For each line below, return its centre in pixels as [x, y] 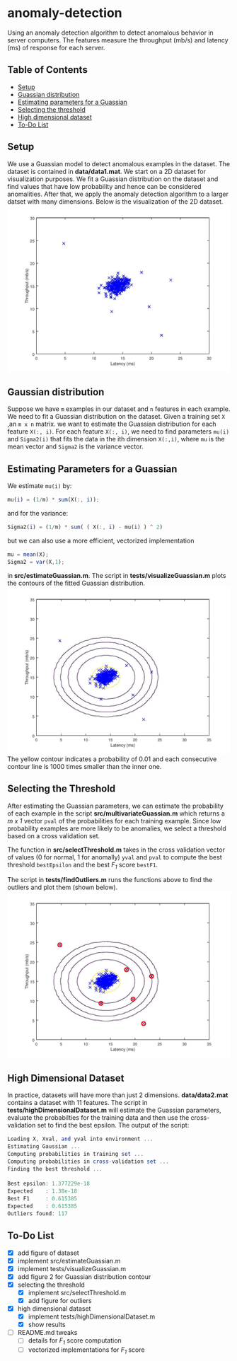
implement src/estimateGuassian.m [69, 1261]
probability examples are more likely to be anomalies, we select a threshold [117, 828]
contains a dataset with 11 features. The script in [77, 1103]
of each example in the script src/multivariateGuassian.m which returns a [116, 813]
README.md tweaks [47, 1333]
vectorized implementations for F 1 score [86, 1350]
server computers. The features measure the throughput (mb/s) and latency [118, 40]
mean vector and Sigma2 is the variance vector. [75, 446]
